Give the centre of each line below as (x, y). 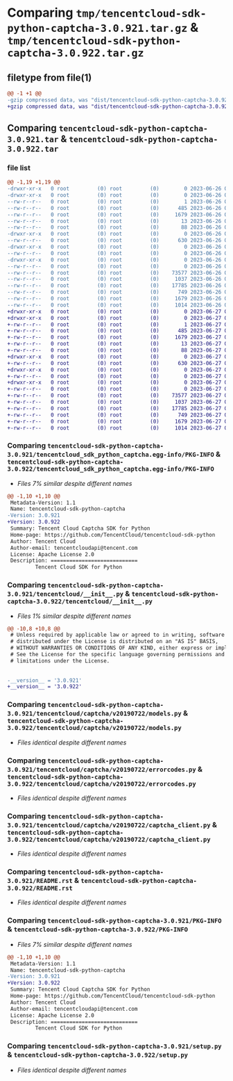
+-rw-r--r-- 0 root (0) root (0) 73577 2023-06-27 (114, 396)
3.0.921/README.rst (40, 881)
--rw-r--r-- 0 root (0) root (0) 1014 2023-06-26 (114, 305)
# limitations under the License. (60, 661)
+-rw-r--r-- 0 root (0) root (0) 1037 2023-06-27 (114, 402)
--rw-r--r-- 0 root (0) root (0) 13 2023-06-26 (114, 221)
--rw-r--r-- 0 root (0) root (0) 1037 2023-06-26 (114, 279)
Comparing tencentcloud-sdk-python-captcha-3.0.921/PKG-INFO (114, 920)
